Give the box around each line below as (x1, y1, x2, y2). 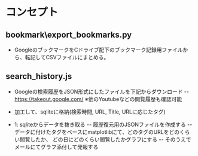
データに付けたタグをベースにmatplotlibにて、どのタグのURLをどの (14, 128, 180, 135)
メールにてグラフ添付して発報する (14, 143, 99, 150)
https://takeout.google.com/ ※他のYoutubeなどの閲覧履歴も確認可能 (14, 95, 182, 102)
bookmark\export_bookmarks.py (5, 29, 132, 39)
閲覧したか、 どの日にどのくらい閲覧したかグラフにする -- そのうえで (19, 136, 191, 143)
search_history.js (5, 71, 72, 81)
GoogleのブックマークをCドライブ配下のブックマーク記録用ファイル (14, 46, 183, 53)
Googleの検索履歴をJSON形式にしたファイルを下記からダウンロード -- (14, 88, 190, 95)
